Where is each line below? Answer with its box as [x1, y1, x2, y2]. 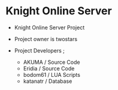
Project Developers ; [14, 46, 65, 54]
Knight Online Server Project [14, 24, 85, 31]
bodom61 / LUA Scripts [23, 71, 80, 78]
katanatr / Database [23, 77, 72, 85]
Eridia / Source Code [23, 64, 75, 72]
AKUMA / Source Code [23, 58, 80, 66]
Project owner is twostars [14, 35, 78, 42]
